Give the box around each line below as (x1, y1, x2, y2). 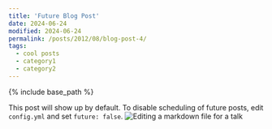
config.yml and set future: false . (8, 111, 123, 121)
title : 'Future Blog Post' (8, 11, 100, 20)
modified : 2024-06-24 (8, 27, 82, 35)
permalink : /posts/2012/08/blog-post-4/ (8, 34, 148, 43)
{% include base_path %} (8, 87, 94, 97)
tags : (8, 42, 27, 50)
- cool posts (15, 49, 60, 58)
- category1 (15, 58, 57, 66)
